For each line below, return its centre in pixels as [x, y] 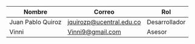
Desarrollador [166, 22]
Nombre [35, 12]
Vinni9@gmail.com [94, 32]
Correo [104, 12]
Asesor [157, 32]
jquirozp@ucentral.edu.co [104, 22]
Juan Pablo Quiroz [35, 22]
